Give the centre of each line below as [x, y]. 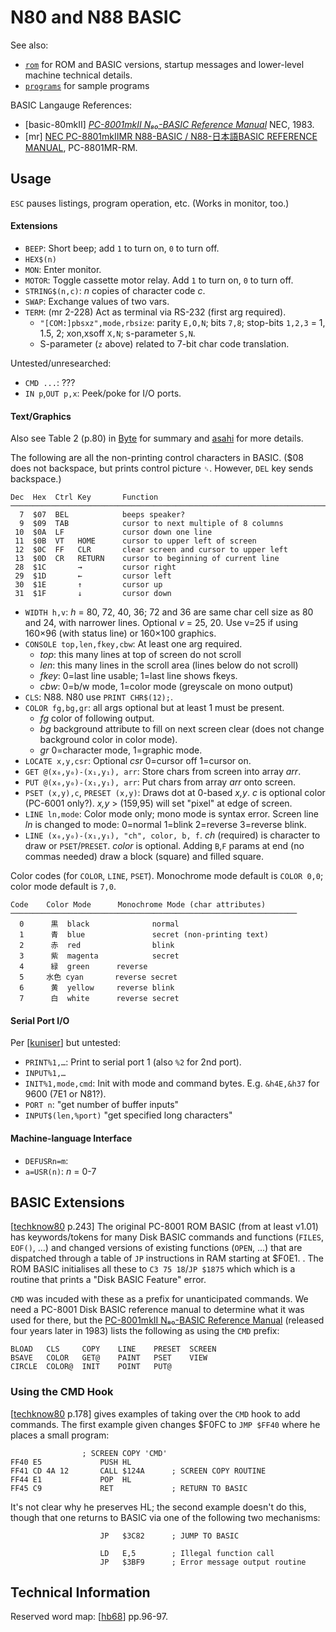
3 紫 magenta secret [99, 956]
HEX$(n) [40, 259]
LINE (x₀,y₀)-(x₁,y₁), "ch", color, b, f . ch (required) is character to [172, 835]
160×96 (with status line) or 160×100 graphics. [120, 633]
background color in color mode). [108, 740]
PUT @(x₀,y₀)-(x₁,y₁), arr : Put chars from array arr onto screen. [160, 782]
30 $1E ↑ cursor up [88, 585]
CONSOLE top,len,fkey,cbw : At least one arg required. [133, 644]
